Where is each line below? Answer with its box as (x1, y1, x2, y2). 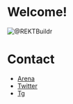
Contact (7, 51, 55, 67)
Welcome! (7, 4, 67, 20)
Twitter (17, 81, 38, 90)
